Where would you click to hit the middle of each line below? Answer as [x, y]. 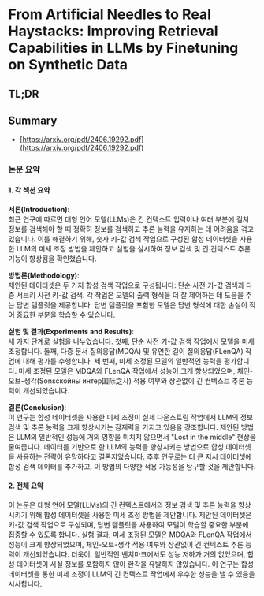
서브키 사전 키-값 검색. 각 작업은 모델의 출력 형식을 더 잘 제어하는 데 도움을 [130, 295]
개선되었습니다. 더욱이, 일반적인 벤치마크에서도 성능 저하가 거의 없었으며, [134, 554]
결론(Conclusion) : [37, 407]
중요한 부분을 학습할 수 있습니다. [66, 315]
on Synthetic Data [68, 65]
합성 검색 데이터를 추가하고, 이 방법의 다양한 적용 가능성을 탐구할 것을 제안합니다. [132, 466]
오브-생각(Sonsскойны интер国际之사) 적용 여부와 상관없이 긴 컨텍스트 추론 [126, 381]
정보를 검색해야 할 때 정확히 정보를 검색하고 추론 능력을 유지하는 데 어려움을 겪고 [131, 229]
